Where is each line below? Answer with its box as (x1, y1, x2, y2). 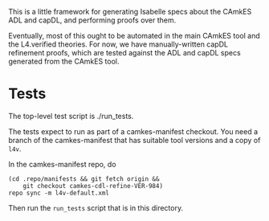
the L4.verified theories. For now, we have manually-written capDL (8, 39, 229, 49)
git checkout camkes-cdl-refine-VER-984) (22, 182, 163, 190)
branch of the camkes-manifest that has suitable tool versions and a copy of (8, 135, 261, 145)
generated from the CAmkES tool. (8, 56, 120, 66)
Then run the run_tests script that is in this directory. (8, 203, 183, 212)
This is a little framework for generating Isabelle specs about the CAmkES (8, 7, 252, 16)
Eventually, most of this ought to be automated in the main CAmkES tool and (8, 31, 261, 40)
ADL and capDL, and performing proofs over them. (8, 15, 177, 25)
